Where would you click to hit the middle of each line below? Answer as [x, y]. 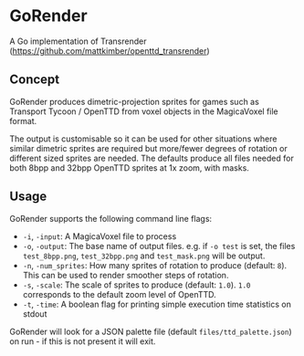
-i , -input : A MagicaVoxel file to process [100, 236]
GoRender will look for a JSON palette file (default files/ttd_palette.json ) [151, 331]
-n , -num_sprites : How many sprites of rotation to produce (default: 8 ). [155, 265]
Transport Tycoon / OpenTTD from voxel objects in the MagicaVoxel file [144, 111]
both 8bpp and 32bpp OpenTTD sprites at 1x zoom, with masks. [129, 168]
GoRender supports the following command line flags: [111, 218]
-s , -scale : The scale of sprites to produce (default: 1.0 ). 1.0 [136, 285]
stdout [35, 314]
